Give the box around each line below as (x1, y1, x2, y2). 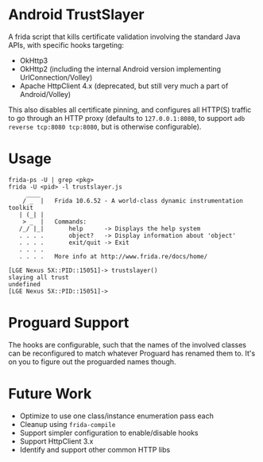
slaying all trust (8, 273, 69, 281)
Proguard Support (8, 314, 130, 332)
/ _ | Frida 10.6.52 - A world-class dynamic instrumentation (22, 196, 244, 204)
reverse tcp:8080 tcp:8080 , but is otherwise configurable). (8, 122, 202, 131)
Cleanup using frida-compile (19, 419, 116, 429)
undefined (8, 280, 41, 288)
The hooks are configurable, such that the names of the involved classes (8, 340, 247, 349)
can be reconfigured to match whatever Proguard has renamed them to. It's (8, 348, 256, 358)
